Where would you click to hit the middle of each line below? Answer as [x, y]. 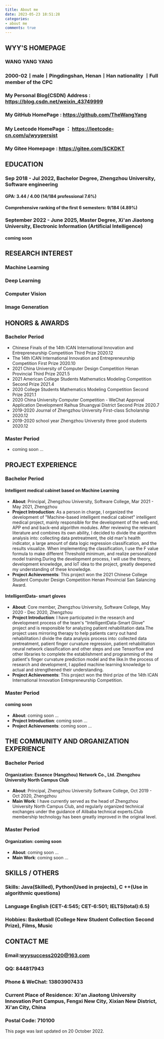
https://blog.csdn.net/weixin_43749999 [54, 102]
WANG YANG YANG [29, 62]
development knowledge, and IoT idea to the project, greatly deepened [84, 564]
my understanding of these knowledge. [52, 569]
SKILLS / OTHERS [32, 873]
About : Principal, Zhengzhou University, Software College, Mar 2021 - [83, 501]
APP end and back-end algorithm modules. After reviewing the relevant [84, 527]
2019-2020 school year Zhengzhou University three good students [80, 421]
